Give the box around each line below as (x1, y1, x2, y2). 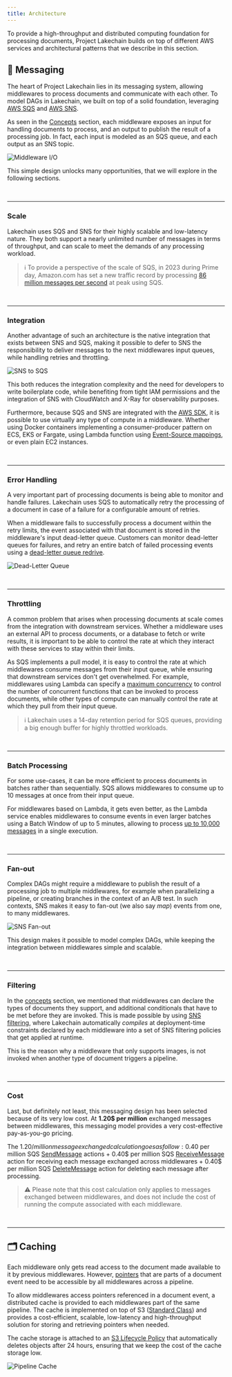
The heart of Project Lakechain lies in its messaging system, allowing (7, 82, 204, 91)
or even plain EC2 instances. (7, 438, 88, 446)
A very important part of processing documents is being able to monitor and (7, 491, 224, 499)
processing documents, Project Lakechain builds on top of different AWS (7, 36, 214, 45)
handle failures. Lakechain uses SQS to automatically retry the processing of (7, 498, 224, 507)
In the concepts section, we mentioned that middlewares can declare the (7, 996, 215, 1005)
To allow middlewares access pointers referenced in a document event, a (7, 1290, 215, 1299)
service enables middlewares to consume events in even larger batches (7, 812, 211, 820)
